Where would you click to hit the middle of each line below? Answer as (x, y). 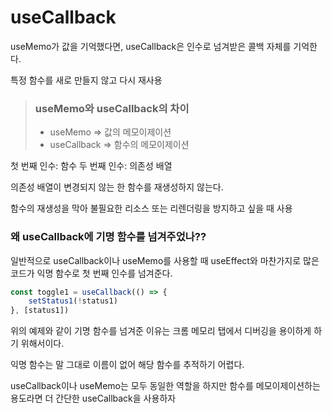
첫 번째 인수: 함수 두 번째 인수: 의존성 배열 (91, 166)
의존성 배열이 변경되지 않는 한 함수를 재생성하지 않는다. (117, 187)
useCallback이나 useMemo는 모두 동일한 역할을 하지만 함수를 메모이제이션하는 (165, 386)
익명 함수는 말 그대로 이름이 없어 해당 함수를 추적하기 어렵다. (127, 365)
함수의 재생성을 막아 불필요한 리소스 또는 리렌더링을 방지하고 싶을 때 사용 (151, 208)
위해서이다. (42, 343)
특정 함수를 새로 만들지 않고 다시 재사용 (86, 80)
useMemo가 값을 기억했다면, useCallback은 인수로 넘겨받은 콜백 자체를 (151, 46)
